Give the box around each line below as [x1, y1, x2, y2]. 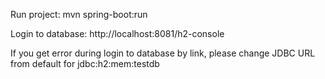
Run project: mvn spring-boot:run [10, 9, 148, 20]
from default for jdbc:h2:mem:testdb [10, 58, 160, 69]
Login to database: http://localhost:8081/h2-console [10, 28, 225, 39]
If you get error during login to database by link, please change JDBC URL [10, 47, 316, 59]
